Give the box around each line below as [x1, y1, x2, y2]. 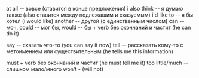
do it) [6, 30, 19, 37]
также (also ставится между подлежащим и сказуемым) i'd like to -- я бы [6, 11, 193, 18]
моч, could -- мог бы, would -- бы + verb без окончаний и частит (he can [6, 24, 191, 31]
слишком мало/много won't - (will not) [6, 66, 103, 73]
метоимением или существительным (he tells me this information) [6, 48, 173, 55]
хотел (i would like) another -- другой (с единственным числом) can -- [6, 18, 185, 24]
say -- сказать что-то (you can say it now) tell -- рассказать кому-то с [6, 41, 183, 48]
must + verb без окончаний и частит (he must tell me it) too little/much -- [6, 59, 189, 66]
